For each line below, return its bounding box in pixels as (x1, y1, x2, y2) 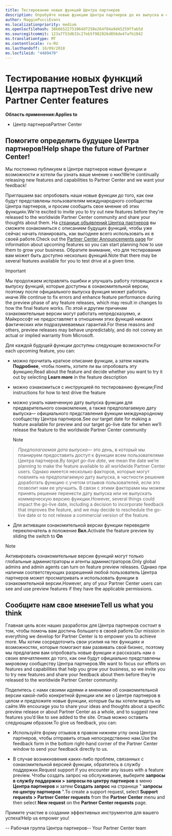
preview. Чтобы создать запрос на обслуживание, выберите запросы (12, 772, 165, 778)
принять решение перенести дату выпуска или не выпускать (17, 490, 152, 496)
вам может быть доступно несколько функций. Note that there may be (5, 252, 157, 258)
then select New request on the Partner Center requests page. (12, 800, 147, 806)
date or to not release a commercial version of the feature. (26, 512, 149, 518)
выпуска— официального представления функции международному (12, 411, 164, 417)
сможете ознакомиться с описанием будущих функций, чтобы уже (5, 225, 153, 231)
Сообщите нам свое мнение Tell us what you (5, 601, 154, 609)
